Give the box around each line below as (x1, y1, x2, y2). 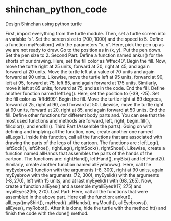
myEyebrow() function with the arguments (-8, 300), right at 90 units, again (5, 167, 164, 173)
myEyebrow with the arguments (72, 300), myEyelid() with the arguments (5, 172, 159, 178)
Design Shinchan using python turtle (5, 21, 82, 27)
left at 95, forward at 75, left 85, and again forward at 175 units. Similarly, (5, 79, 157, 86)
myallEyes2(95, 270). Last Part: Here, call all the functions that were (5, 188, 148, 194)
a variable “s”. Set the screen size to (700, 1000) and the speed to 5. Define (5, 36, 163, 42)
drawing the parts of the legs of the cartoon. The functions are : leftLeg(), (5, 139, 160, 146)
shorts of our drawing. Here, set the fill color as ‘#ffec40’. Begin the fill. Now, (5, 57, 166, 64)
